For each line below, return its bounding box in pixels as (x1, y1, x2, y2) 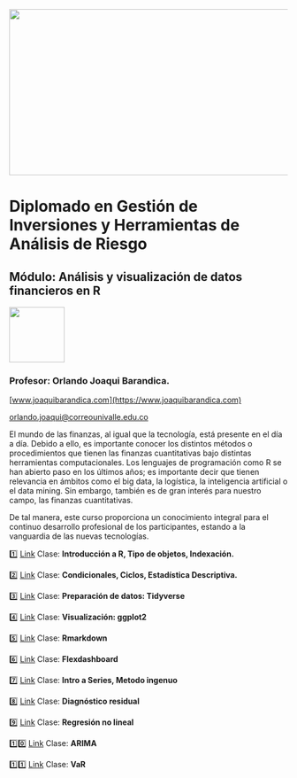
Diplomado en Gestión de (9, 197, 199, 216)
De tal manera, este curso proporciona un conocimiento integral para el (9, 512, 270, 523)
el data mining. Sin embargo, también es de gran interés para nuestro (9, 486, 262, 496)
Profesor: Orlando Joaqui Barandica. (9, 374, 170, 386)
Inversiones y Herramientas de (9, 215, 240, 236)
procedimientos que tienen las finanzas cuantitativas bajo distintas (9, 447, 252, 459)
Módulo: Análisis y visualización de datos (9, 269, 243, 284)
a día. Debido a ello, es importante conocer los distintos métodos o (9, 439, 254, 449)
